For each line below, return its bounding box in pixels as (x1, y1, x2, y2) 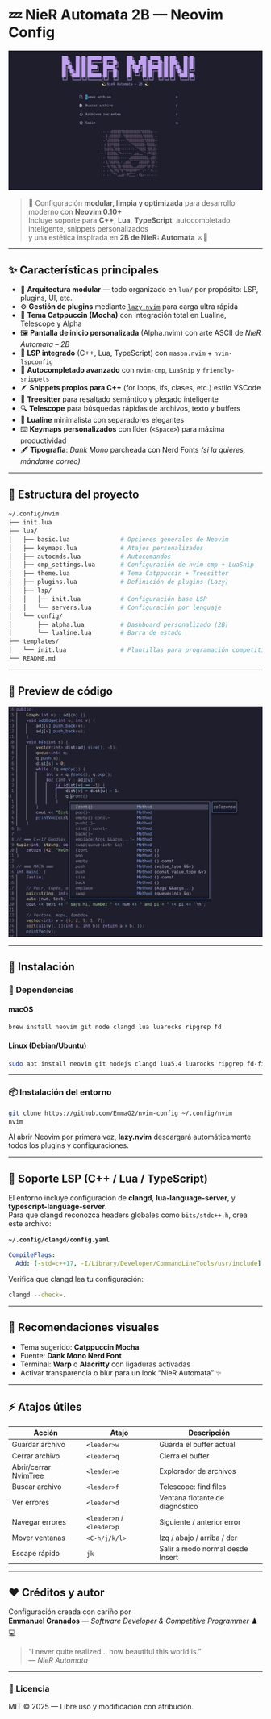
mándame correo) (19, 457, 81, 466)
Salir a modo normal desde (159, 1544, 248, 1554)
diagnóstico (159, 1502, 198, 1512)
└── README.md (8, 655, 56, 663)
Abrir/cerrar (11, 1462, 51, 1471)
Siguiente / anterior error (159, 1517, 241, 1527)
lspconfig (19, 358, 54, 366)
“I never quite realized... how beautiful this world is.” (27, 1647, 202, 1657)
